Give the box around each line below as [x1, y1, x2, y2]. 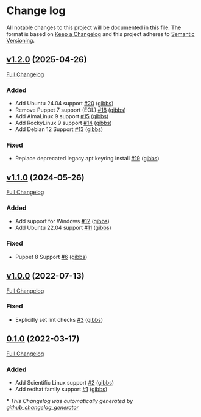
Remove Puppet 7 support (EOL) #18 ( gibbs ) [15, 106, 126, 113]
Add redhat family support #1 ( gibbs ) [15, 385, 108, 393]
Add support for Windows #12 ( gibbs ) [15, 218, 110, 225]
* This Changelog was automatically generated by [6, 397, 133, 404]
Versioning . [6, 37, 35, 44]
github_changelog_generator [6, 404, 79, 411]
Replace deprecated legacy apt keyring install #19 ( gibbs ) [15, 155, 160, 162]
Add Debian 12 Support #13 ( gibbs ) [15, 126, 104, 133]
